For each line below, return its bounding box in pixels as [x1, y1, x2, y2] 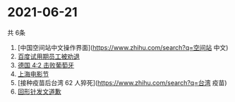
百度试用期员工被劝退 [17, 52, 80, 60]
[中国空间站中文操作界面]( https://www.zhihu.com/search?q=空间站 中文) [17, 43, 229, 51]
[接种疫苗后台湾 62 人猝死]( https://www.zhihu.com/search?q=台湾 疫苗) [17, 78, 227, 87]
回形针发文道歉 [17, 87, 61, 96]
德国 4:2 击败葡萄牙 [17, 60, 75, 69]
